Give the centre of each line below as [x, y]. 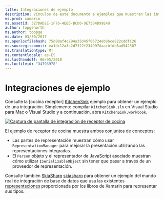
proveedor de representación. [42, 166]
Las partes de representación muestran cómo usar [63, 140]
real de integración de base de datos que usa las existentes [65, 181]
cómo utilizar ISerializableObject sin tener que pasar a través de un [82, 161]
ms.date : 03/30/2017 [26, 37]
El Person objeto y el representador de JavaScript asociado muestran [82, 156]
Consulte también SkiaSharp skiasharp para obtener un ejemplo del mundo [81, 176]
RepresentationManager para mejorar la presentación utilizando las [78, 146]
